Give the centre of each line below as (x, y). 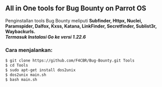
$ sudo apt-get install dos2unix (40, 70)
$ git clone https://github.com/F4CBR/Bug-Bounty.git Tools (70, 61)
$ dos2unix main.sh (26, 75)
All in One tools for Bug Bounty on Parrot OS (76, 8)
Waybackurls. (20, 31)
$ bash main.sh (21, 79)
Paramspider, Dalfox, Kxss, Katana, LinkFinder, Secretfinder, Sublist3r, (81, 26)
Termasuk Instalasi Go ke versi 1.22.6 (46, 37)
